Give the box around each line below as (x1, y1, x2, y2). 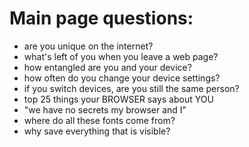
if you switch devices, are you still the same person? (23, 82, 240, 94)
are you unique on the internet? (23, 40, 154, 52)
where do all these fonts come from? (23, 114, 176, 126)
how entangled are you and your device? (23, 61, 192, 73)
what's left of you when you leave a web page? (23, 50, 219, 62)
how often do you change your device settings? (23, 72, 221, 84)
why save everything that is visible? (23, 125, 171, 137)
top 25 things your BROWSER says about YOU (23, 93, 214, 105)
